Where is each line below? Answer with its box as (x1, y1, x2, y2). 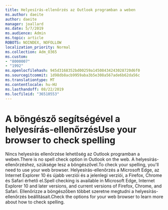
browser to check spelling (5, 134, 115, 146)
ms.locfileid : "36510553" (5, 91, 59, 96)
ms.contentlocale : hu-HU (5, 82, 57, 87)
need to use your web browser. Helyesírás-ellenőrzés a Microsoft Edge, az (5, 167, 159, 173)
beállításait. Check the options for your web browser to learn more (28, 194, 163, 200)
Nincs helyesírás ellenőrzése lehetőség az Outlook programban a (5, 151, 140, 157)
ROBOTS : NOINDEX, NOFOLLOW (5, 40, 62, 45)
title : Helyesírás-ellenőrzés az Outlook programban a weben (5, 7, 136, 13)
